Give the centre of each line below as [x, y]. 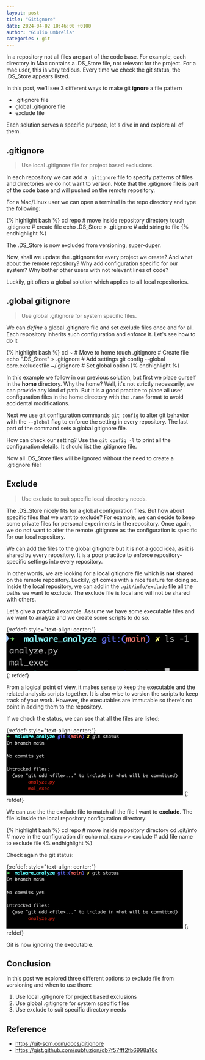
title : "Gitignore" [31, 19]
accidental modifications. [38, 403]
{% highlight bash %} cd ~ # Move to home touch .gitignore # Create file [98, 352]
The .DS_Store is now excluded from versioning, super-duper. [84, 245]
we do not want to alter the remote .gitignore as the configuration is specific [102, 530]
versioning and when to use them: [49, 985]
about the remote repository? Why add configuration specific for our [92, 263]
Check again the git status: [40, 855]
